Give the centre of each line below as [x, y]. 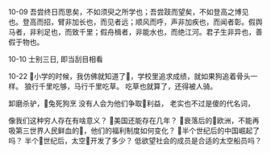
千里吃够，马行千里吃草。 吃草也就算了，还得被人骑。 [128, 86]
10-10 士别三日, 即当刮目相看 [56, 59]
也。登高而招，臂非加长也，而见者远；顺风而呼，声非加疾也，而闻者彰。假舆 [135, 22]
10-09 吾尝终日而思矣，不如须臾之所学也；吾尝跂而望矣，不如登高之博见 [129, 12]
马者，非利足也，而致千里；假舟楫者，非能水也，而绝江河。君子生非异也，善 [135, 32]
